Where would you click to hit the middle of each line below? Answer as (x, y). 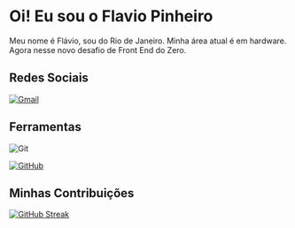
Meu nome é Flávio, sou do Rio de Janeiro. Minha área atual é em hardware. (148, 41)
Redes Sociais (49, 78)
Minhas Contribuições (72, 193)
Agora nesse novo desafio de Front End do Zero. (98, 49)
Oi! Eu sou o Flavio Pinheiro (111, 16)
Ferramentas (45, 127)
